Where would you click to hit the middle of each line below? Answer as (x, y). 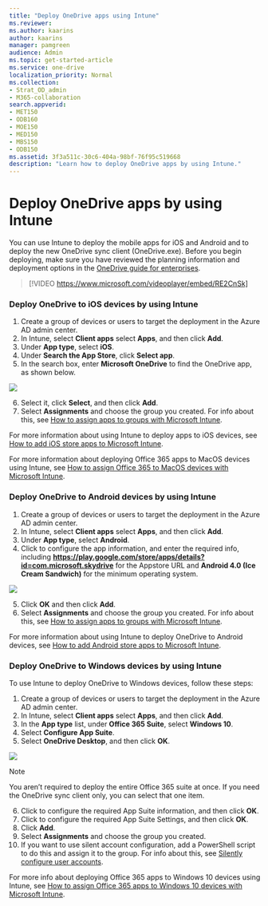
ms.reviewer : (31, 23)
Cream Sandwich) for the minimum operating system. (109, 574)
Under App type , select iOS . (67, 347)
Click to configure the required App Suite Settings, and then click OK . (134, 819)
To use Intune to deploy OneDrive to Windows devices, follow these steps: (131, 682)
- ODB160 (24, 120)
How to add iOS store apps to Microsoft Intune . (86, 444)
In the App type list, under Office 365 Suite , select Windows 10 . (127, 724)
